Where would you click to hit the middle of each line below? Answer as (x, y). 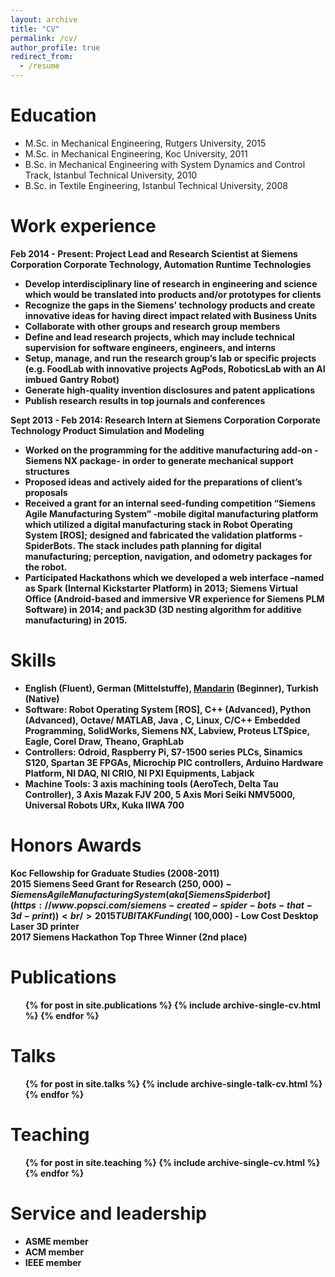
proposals (46, 492)
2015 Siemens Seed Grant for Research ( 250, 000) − (121, 883)
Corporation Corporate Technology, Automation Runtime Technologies (161, 264)
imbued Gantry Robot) (72, 379)
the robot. (46, 567)
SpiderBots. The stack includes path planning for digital (143, 545)
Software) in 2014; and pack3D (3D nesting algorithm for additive (163, 609)
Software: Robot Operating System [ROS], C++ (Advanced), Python (168, 709)
